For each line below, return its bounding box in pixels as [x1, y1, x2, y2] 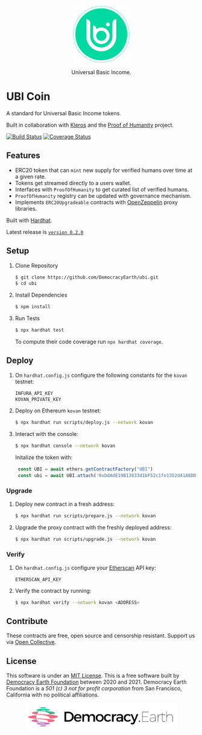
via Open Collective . [6, 639, 57, 646]
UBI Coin [6, 90, 51, 104]
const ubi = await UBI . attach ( [17, 472, 96, 479]
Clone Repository [14, 262, 58, 269]
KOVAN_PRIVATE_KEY [14, 396, 62, 402]
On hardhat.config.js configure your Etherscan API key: [14, 564, 156, 571]
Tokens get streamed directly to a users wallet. [14, 179, 131, 186]
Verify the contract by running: [14, 587, 92, 594]
